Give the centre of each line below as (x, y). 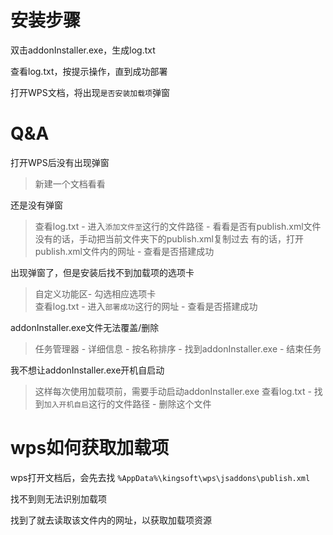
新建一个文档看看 (70, 183)
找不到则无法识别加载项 (58, 498)
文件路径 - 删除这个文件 (163, 403)
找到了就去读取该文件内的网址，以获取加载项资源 (111, 520)
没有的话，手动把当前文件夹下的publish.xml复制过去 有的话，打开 (169, 238)
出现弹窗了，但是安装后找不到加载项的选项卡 (102, 272)
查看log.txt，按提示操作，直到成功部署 (89, 71)
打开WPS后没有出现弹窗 (60, 162)
